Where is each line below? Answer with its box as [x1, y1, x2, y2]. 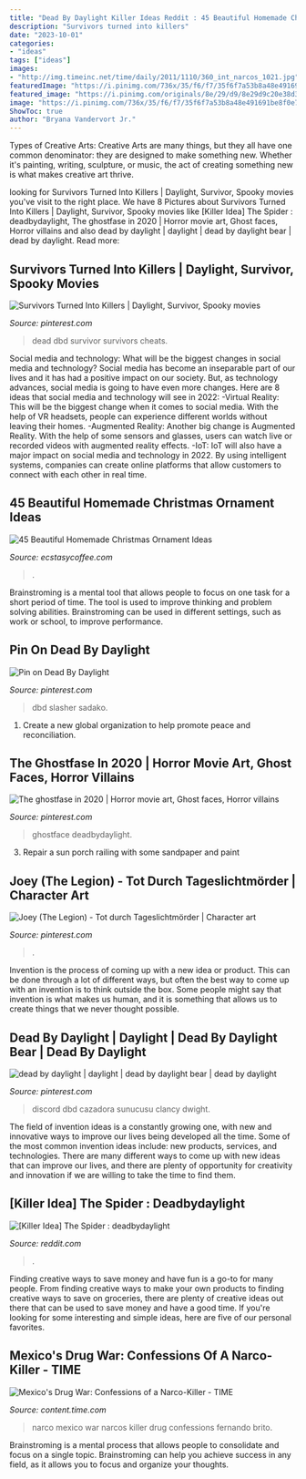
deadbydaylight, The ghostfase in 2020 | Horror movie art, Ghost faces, [9, 216, 279, 227]
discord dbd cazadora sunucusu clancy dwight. [31, 1104, 211, 1114]
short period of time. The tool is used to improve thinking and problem [9, 596, 272, 607]
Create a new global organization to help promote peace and [22, 719, 250, 730]
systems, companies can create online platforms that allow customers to [9, 459, 282, 470]
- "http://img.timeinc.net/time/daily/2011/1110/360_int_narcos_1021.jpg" [9, 73, 300, 82]
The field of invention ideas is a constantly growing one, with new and [9, 1122, 272, 1132]
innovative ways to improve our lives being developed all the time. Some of [9, 1131, 291, 1142]
